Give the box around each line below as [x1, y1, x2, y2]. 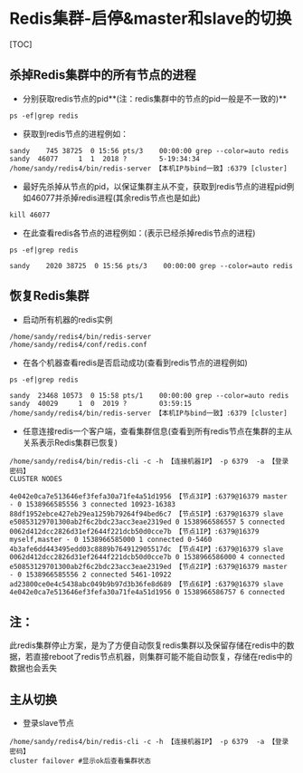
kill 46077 [9, 210, 51, 219]
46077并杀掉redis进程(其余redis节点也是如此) [30, 192, 201, 203]
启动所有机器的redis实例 [22, 314, 113, 324]
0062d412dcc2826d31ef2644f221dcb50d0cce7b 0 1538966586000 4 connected [9, 552, 285, 562]
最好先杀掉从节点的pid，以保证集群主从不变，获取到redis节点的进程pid [22, 180, 287, 191]
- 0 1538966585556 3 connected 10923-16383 [9, 499, 176, 508]
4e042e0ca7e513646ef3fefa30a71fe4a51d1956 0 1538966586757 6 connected [9, 587, 285, 596]
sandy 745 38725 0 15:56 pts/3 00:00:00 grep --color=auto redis [9, 146, 289, 155]
